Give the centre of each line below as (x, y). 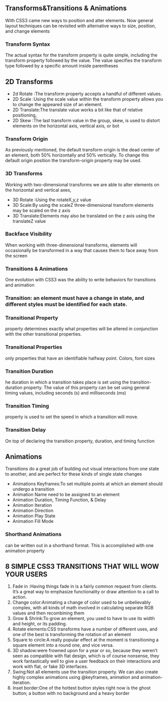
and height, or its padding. (40, 624)
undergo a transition (33, 489)
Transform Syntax (28, 44)
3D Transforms (24, 174)
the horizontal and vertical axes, (38, 190)
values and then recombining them (48, 613)
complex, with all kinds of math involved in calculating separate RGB (83, 608)
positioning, (25, 115)
